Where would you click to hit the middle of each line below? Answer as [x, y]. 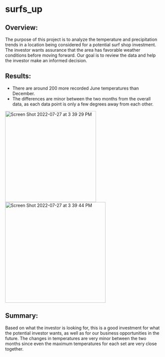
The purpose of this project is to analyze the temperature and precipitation [81, 39]
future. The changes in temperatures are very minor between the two [76, 338]
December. [24, 93]
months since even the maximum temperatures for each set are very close [81, 344]
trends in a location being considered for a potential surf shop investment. [81, 45]
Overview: [22, 28]
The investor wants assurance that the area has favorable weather [73, 50]
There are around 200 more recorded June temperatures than [76, 88]
